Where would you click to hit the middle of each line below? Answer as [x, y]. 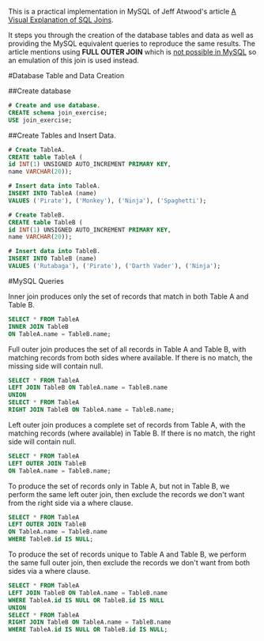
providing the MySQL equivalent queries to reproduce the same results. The [132, 43]
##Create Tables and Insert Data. [62, 135]
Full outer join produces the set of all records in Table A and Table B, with [127, 349]
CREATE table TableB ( [45, 222]
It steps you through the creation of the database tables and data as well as [131, 35]
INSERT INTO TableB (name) [53, 259]
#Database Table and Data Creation [66, 75]
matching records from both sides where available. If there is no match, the [130, 357]
